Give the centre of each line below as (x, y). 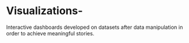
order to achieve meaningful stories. (50, 33)
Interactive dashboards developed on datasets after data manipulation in (94, 27)
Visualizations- (44, 11)
